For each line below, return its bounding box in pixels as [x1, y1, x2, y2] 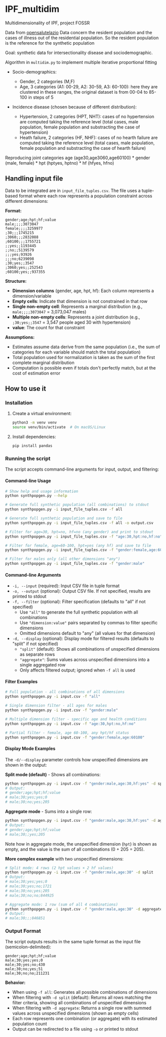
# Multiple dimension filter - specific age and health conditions [5, 717, 147, 722]
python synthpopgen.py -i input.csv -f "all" [5, 694, 100, 699]
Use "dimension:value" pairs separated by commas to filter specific [19, 620, 158, 626]
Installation [5, 399, 33, 406]
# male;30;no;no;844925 [5, 893, 54, 898]
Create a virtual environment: [12, 411, 72, 417]
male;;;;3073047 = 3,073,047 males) [12, 308, 86, 314]
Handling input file [5, 175, 63, 183]
